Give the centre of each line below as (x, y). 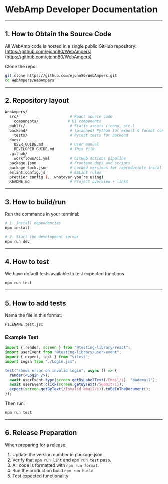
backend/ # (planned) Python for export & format (82, 130)
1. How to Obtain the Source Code (58, 34)
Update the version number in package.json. (58, 454)
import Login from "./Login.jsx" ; (41, 361)
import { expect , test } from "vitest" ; (48, 357)
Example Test (22, 337)
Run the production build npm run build (53, 470)
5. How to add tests (36, 303)
